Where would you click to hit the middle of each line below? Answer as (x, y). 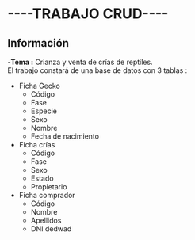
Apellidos (46, 220)
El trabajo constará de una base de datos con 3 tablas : (97, 70)
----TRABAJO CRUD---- (88, 14)
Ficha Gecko (39, 86)
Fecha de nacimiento (65, 136)
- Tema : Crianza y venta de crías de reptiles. (80, 62)
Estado (42, 178)
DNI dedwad (51, 229)
